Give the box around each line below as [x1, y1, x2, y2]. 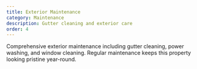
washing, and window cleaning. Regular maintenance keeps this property [6, 49, 191, 57]
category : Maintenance [6, 15, 64, 21]
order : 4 [6, 26, 29, 32]
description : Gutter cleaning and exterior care [6, 20, 133, 26]
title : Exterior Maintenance [6, 9, 81, 15]
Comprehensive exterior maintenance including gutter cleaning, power [6, 43, 185, 50]
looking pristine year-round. [6, 56, 76, 63]
